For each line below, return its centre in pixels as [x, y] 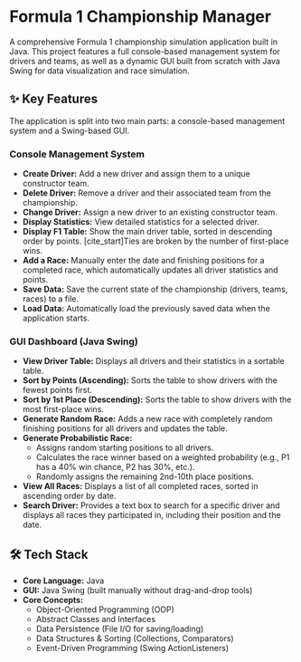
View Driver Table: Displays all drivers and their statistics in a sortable [153, 361]
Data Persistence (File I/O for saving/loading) [120, 629]
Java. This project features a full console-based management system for [145, 51]
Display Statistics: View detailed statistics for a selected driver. [141, 222]
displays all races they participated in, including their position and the [152, 515]
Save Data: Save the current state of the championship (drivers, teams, [155, 289]
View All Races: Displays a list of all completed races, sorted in [140, 486]
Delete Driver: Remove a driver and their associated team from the [146, 193]
